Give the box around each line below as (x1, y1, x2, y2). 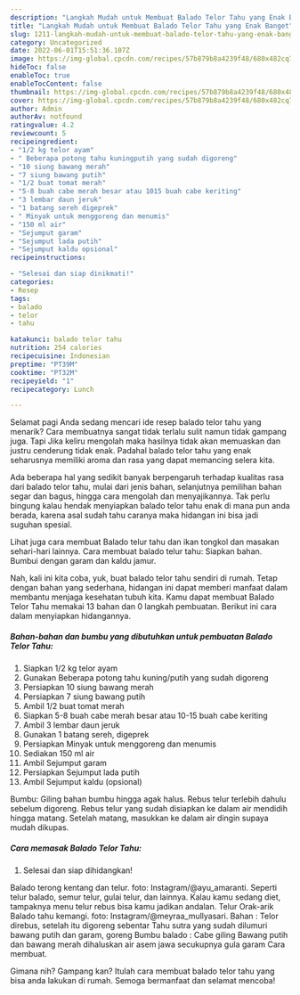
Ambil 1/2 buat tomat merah (22, 701, 125, 712)
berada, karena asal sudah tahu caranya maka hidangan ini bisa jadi (10, 510, 259, 521)
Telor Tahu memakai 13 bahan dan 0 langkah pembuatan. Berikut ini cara (10, 601, 277, 612)
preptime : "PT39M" (10, 360, 78, 369)
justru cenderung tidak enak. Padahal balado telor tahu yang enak (10, 445, 252, 456)
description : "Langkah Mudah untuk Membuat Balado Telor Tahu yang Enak (10, 12, 286, 22)
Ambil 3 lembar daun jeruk (22, 720, 120, 730)
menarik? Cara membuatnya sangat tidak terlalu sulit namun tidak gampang (10, 427, 288, 437)
